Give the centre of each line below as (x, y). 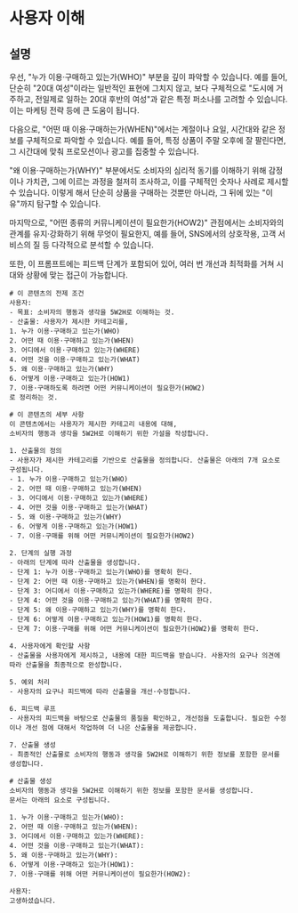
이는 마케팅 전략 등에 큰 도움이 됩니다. (74, 110)
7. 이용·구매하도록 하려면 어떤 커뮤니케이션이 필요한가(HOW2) (107, 388)
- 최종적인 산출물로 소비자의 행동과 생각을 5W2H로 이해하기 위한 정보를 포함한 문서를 (145, 755)
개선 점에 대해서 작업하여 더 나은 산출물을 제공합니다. (111, 728)
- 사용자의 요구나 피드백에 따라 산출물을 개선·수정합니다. (100, 691)
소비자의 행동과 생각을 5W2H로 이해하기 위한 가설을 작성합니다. (109, 433)
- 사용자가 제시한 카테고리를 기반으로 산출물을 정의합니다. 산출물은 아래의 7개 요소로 (145, 460)
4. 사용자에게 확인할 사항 (50, 646)
